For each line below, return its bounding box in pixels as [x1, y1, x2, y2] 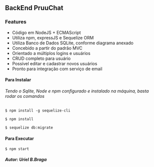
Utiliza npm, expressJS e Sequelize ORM [12, 35, 94, 40]
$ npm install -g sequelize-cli [5, 108, 70, 113]
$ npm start [5, 146, 29, 151]
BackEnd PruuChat [5, 4, 64, 12]
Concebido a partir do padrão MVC [12, 45, 83, 51]
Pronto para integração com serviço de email [12, 66, 103, 72]
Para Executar [5, 136, 34, 142]
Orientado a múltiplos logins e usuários [12, 50, 91, 56]
